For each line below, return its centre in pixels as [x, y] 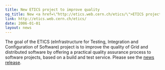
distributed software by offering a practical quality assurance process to [78, 52]
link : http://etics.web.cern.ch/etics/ [46, 19]
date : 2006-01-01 [23, 23]
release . [13, 63]
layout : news [18, 28]
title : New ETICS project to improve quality [52, 10]
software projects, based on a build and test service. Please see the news [80, 57]
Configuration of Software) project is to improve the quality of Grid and [77, 47]
